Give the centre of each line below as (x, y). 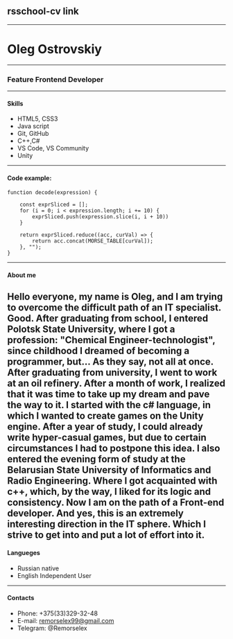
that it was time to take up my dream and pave (109, 394)
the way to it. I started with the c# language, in (109, 405)
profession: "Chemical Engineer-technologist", (111, 340)
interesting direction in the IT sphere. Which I (107, 524)
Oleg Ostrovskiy (55, 49)
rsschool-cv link (43, 11)
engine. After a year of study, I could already (105, 427)
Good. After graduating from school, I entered (108, 318)
